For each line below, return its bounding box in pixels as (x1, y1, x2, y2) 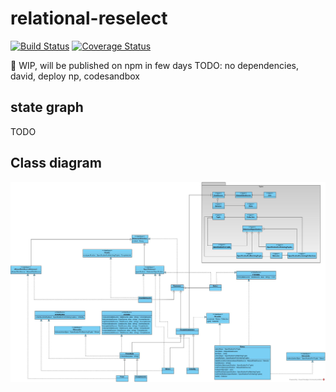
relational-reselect (10, 7, 168, 30)
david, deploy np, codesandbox (10, 70, 140, 82)
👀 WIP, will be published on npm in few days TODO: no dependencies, (10, 59, 299, 71)
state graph (10, 99, 84, 116)
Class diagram (10, 155, 102, 172)
